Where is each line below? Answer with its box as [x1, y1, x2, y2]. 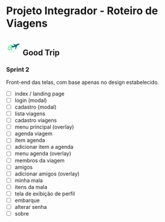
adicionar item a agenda [14, 143, 74, 151]
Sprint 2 [6, 65, 29, 73]
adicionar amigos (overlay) [14, 170, 80, 177]
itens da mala [14, 183, 48, 190]
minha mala [14, 177, 43, 184]
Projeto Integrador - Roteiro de [6, 4, 158, 18]
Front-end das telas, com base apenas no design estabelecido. [6, 79, 159, 86]
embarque [14, 197, 40, 204]
